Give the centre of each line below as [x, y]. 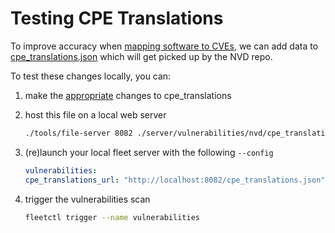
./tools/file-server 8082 [78, 133]
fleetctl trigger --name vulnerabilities [112, 217]
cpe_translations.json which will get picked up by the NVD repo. [141, 56]
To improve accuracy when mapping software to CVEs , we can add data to [164, 46]
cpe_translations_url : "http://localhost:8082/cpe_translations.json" [175, 180]
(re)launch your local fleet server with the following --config [149, 152]
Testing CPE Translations [117, 18]
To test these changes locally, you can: [91, 76]
